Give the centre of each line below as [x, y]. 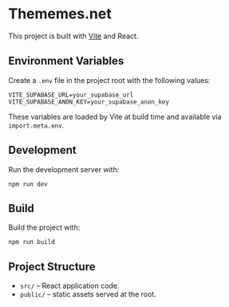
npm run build [32, 242]
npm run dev [28, 184]
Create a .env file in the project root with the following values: [109, 80]
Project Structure [52, 267]
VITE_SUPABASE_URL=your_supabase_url [71, 95]
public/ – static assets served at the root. [88, 294]
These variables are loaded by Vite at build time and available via [115, 116]
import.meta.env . [36, 125]
